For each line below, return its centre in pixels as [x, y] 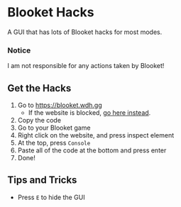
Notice [19, 50]
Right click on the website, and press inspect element [96, 135]
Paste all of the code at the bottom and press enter [92, 150]
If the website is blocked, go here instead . [89, 113]
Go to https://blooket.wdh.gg [60, 105]
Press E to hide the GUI [51, 197]
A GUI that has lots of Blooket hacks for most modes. [85, 32]
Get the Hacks [39, 88]
